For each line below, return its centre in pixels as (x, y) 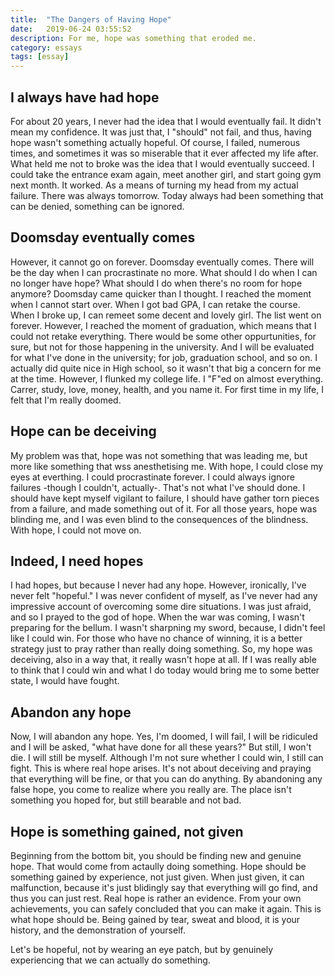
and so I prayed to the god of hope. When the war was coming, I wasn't (157, 617)
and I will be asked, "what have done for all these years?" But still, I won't (161, 747)
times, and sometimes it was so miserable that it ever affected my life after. (164, 153)
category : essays (46, 47)
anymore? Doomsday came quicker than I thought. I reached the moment (161, 293)
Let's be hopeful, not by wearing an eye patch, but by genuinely (142, 949)
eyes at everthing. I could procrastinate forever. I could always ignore (152, 477)
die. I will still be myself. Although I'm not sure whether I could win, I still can (167, 758)
